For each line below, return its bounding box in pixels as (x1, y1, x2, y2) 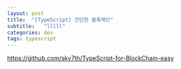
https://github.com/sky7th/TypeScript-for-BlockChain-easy (7, 54, 174, 62)
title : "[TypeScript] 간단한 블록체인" (7, 16, 114, 23)
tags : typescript (7, 36, 57, 42)
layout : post (7, 10, 44, 17)
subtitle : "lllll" (7, 23, 66, 29)
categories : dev (7, 29, 53, 36)
